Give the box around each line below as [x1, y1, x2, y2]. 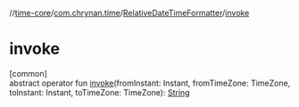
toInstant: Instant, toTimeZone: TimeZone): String [9, 86, 190, 97]
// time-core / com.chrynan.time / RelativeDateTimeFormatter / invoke [9, 8, 250, 18]
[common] [9, 68, 47, 78]
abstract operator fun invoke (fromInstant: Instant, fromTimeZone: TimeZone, [9, 78, 291, 88]
